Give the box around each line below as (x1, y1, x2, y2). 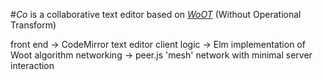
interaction (10, 60, 55, 71)
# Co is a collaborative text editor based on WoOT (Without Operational (10, 9, 302, 20)
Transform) (10, 19, 57, 31)
